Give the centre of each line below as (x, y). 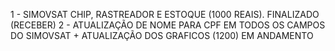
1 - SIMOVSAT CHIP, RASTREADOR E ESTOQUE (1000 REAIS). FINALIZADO (165, 14)
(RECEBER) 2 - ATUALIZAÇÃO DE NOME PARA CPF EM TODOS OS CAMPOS (168, 25)
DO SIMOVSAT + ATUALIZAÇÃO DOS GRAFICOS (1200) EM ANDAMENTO (162, 35)
